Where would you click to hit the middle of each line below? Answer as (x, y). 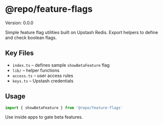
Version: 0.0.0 (19, 23)
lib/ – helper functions (36, 70)
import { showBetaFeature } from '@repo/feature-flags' (64, 108)
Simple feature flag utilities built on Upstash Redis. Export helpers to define (82, 32)
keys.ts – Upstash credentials (43, 81)
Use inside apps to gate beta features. (44, 117)
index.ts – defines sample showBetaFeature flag (61, 65)
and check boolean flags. (31, 38)
